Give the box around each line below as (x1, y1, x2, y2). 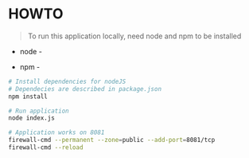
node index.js (8, 114, 56, 122)
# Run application (8, 107, 69, 115)
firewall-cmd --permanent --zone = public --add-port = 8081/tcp (8, 136, 216, 144)
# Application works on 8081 (8, 128, 105, 136)
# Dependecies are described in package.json (8, 85, 161, 93)
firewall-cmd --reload (8, 144, 84, 152)
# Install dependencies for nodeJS (8, 77, 126, 85)
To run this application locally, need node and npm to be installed (27, 31, 242, 41)
